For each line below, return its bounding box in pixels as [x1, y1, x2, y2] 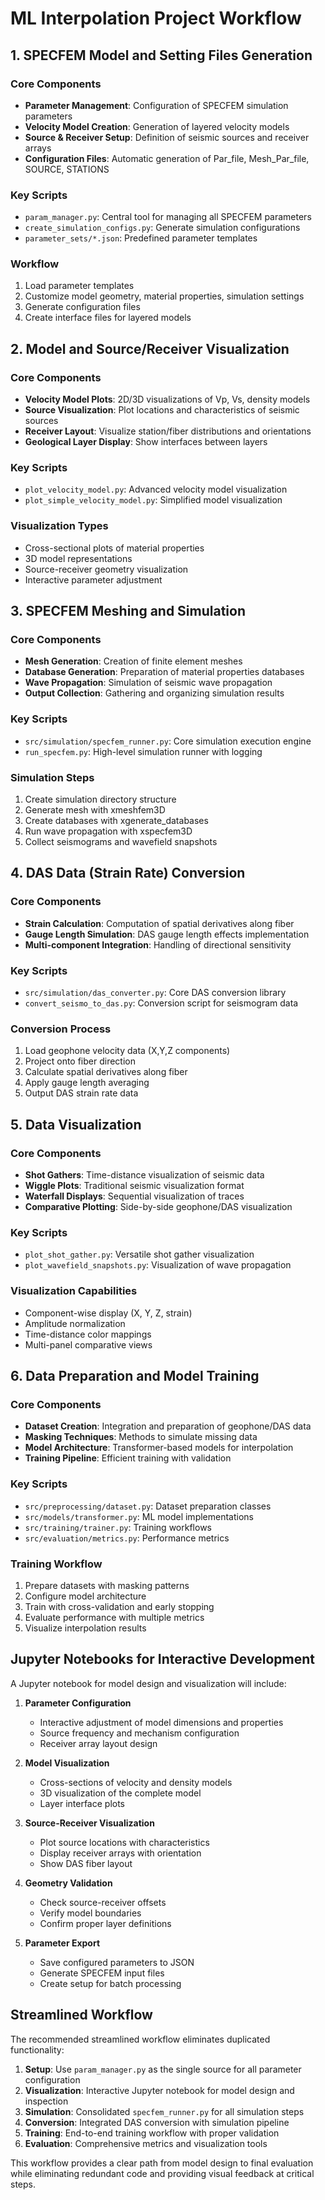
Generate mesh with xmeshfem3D [24, 804, 166, 816]
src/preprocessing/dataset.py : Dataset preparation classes [24, 1500, 272, 1512]
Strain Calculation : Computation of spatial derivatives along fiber [24, 917, 295, 929]
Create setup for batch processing [39, 1977, 182, 1989]
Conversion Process [10, 1022, 112, 1036]
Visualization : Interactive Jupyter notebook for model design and [24, 2084, 295, 2096]
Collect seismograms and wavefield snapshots [24, 836, 218, 848]
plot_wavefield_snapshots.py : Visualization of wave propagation [24, 1259, 292, 1271]
